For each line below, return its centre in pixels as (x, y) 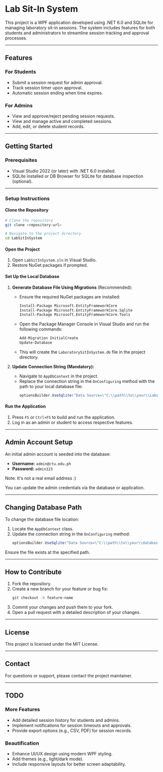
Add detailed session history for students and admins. (66, 720)
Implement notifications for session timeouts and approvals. (72, 725)
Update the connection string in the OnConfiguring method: (71, 534)
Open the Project (23, 249)
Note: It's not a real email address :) (41, 478)
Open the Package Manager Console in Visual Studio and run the (84, 324)
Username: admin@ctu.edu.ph (41, 463)
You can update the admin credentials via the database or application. (75, 487)
